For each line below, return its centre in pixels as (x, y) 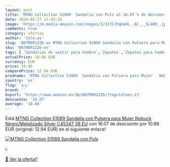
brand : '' (16, 90)
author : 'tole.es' (25, 38)
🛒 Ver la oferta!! (22, 159)
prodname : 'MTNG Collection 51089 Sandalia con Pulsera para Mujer (79, 76)
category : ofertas (25, 33)
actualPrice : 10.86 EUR (30, 57)
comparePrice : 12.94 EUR (31, 71)
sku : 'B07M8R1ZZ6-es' (28, 48)
